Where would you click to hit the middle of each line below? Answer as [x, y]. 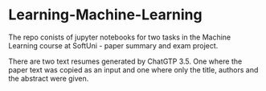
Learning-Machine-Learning [105, 15]
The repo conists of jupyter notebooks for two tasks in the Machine [120, 37]
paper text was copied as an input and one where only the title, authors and [133, 69]
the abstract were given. [49, 78]
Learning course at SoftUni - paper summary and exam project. [113, 45]
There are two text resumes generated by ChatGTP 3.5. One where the [125, 61]
